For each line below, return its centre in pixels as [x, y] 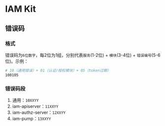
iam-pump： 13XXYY [32, 118]
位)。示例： [17, 61]
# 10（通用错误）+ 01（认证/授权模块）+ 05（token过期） [58, 70]
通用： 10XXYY [25, 100]
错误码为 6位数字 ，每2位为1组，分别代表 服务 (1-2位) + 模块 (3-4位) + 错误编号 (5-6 [83, 55]
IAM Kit [20, 9]
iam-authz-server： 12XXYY [39, 112]
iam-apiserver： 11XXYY [35, 106]
